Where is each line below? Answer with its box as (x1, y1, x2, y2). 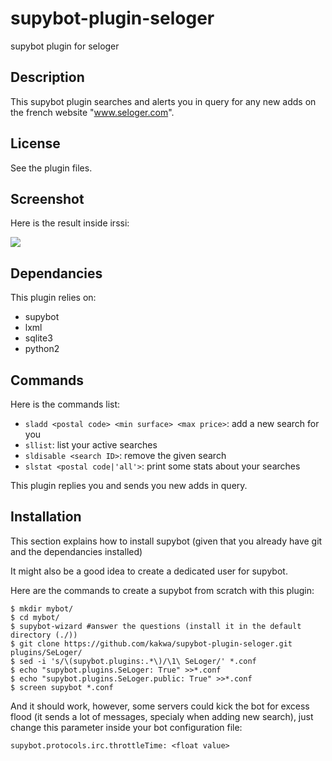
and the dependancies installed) (10, 545, 143, 557)
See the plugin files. (10, 162, 93, 174)
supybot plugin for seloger (10, 40, 120, 52)
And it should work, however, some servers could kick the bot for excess (10, 700, 310, 712)
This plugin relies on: (10, 292, 97, 304)
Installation (10, 508, 82, 526)
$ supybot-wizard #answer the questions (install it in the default (10, 621, 302, 631)
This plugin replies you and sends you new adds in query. (10, 480, 248, 491)
